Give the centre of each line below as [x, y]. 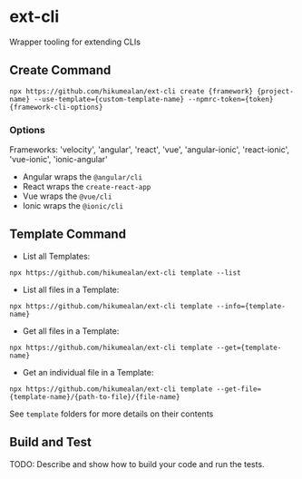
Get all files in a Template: [71, 331]
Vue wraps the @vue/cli [67, 196]
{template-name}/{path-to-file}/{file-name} [95, 396]
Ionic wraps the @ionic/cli [73, 206]
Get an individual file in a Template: [88, 372]
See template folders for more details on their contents [112, 414]
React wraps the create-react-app [87, 187]
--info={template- [251, 306]
